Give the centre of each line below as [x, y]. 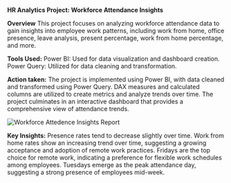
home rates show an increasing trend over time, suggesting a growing [107, 143]
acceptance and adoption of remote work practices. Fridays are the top [109, 150]
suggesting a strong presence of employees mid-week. [86, 172]
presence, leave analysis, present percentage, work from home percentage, [115, 38]
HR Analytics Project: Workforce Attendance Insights [85, 10]
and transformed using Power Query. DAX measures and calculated [104, 87]
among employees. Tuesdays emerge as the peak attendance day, [102, 165]
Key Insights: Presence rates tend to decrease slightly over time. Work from [116, 135]
